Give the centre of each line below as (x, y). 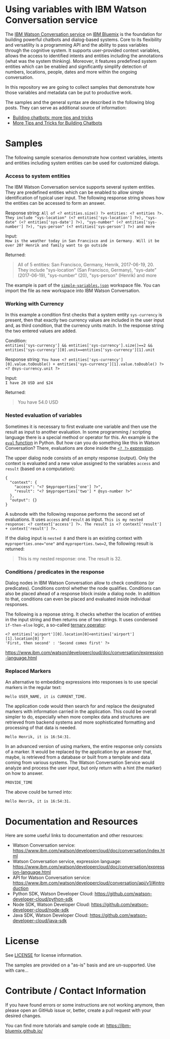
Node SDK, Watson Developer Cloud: (51, 905)
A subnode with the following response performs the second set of (75, 514)
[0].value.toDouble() (28, 364)
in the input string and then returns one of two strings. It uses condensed (81, 620)
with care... (17, 971)
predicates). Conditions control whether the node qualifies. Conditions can (83, 588)
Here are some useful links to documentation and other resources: (74, 836)
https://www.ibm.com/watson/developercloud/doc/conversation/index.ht (89, 851)
